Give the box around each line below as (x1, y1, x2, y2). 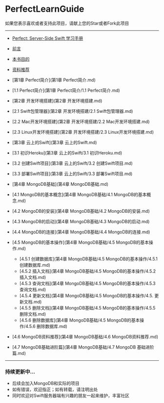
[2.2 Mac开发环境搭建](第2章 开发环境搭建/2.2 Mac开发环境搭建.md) (12, 119, 150, 125)
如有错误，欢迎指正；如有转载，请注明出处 (12, 386, 98, 393)
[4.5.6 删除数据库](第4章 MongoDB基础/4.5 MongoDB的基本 (19, 317, 140, 323)
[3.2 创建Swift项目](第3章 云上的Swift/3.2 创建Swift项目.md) (12, 160, 133, 166)
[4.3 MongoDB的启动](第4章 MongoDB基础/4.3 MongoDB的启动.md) (12, 218, 150, 224)
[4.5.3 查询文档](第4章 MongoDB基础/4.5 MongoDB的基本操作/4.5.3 (19, 280, 156, 286)
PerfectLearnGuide (5, 3, 84, 15)
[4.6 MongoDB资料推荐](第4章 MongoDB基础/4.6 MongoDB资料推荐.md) (12, 333, 159, 339)
